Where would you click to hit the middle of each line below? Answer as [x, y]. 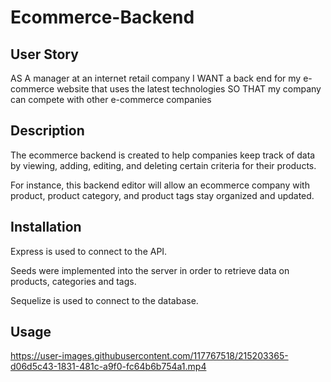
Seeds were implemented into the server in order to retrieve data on [150, 270]
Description [47, 131]
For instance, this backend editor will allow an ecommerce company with [160, 185]
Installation [46, 227]
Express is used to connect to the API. [89, 251]
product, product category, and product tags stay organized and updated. [162, 195]
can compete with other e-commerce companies [111, 99]
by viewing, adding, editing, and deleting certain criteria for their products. [163, 165]
